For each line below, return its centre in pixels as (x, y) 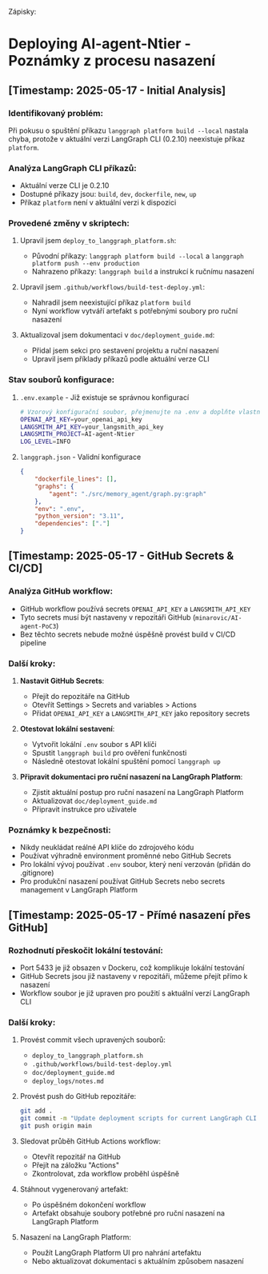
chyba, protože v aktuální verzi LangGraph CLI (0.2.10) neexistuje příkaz (127, 138)
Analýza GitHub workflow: (61, 591)
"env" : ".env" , (60, 509)
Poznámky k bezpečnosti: (60, 829)
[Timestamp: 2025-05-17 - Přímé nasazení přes (130, 915)
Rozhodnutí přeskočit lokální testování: (86, 950)
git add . (36, 1111)
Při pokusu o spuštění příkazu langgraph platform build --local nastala (128, 130)
